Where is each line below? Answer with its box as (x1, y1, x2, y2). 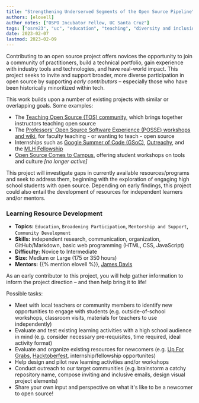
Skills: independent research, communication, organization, (14, 235, 161, 243)
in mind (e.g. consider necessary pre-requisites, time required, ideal (14, 333, 181, 341)
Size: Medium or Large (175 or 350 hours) (14, 254, 117, 262)
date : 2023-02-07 (6, 31, 49, 37)
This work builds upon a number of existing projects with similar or (6, 96, 169, 103)
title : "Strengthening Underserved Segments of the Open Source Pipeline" (6, 8, 195, 15)
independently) (14, 320, 52, 328)
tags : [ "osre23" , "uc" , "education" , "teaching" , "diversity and (6, 25, 171, 32)
